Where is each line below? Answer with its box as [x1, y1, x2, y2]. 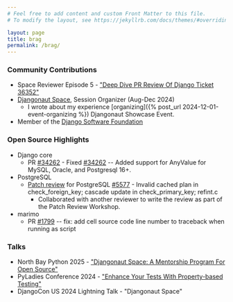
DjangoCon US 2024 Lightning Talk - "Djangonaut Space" [17, 287, 182, 296]
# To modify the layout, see [7, 17, 92, 24]
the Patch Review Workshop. [37, 202, 121, 210]
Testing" [17, 280, 42, 288]
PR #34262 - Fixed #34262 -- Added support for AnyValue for [27, 158, 207, 167]
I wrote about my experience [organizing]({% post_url [27, 103, 182, 111]
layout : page [7, 29, 45, 36]
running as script [27, 224, 76, 233]
